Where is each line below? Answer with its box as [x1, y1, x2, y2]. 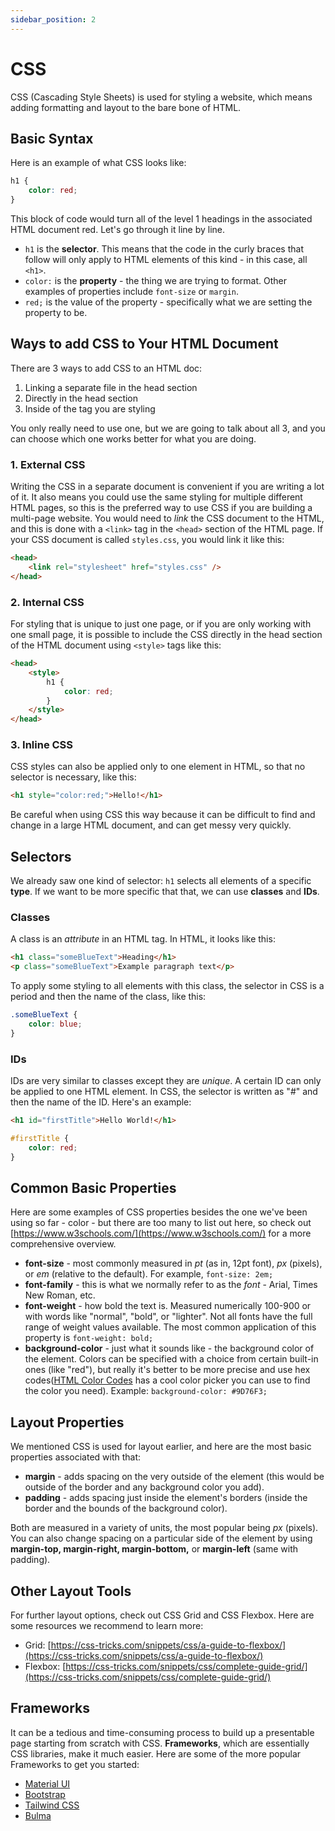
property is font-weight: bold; [24, 1332, 154, 1344]
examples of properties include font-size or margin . [24, 286, 240, 297]
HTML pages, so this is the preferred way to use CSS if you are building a [10, 502, 313, 514]
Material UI [24, 1777, 71, 1790]
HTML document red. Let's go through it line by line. [10, 224, 226, 235]
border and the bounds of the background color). [24, 1502, 228, 1515]
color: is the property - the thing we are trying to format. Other [24, 275, 288, 286]
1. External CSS [10, 457, 86, 471]
